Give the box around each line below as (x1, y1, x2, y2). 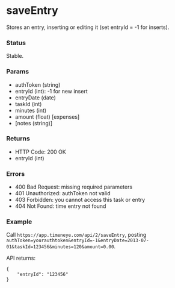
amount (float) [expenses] (14, 113, 80, 121)
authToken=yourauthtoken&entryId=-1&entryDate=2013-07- (6, 237, 149, 244)
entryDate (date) (14, 94, 56, 101)
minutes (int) (14, 107, 47, 114)
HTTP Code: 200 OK (14, 148, 66, 155)
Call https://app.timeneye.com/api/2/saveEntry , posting (6, 231, 147, 239)
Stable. (6, 52, 24, 60)
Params (6, 67, 29, 76)
